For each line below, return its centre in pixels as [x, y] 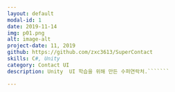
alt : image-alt [29, 39]
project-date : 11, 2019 [42, 46]
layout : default [30, 13]
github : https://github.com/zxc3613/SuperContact [80, 53]
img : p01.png [26, 33]
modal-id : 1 [24, 20]
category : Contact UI [38, 65]
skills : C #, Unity [34, 59]
